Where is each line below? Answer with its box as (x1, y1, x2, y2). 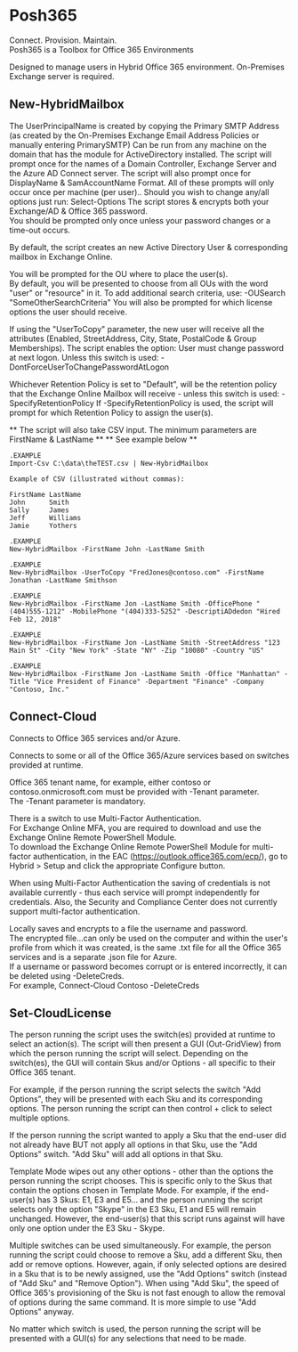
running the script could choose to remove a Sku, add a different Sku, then (9, 1250, 283, 1260)
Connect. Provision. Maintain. (9, 35, 117, 45)
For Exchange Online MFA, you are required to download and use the (9, 822, 262, 833)
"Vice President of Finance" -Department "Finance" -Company (32, 677, 265, 686)
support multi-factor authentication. (9, 906, 141, 916)
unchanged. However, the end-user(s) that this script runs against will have (9, 1213, 286, 1225)
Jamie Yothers (9, 521, 77, 530)
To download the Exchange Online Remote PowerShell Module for (9, 841, 251, 851)
